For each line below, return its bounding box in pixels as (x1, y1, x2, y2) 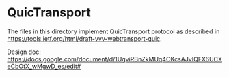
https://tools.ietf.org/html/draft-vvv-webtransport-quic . (7, 34, 162, 42)
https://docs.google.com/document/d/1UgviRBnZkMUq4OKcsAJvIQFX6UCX (7, 55, 223, 63)
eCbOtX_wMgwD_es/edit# (7, 62, 81, 70)
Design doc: (7, 48, 41, 56)
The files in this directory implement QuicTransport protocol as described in (7, 27, 220, 35)
